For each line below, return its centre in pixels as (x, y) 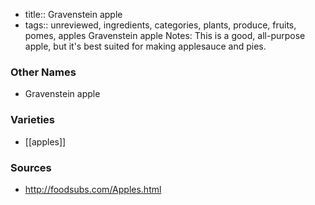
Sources (31, 167)
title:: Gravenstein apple (73, 14)
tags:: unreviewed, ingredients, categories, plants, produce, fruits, (160, 25)
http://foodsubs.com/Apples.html (93, 189)
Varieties (32, 120)
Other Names (43, 72)
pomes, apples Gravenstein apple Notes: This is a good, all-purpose (165, 35)
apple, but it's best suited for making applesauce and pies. (145, 46)
